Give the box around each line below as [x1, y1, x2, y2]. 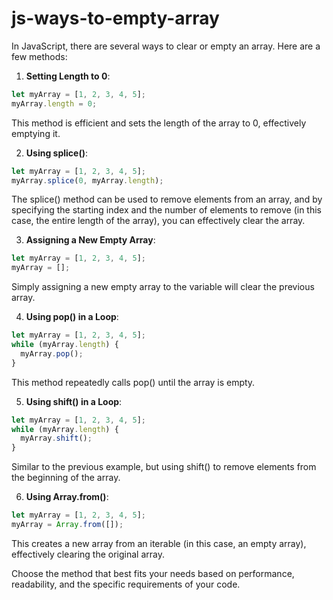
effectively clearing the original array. [11, 548, 166, 560]
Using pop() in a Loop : [25, 311, 119, 323]
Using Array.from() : [25, 491, 109, 503]
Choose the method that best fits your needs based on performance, [11, 567, 295, 579]
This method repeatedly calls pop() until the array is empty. [11, 376, 256, 388]
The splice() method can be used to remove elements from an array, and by [11, 193, 323, 206]
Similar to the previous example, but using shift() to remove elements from [11, 461, 317, 473]
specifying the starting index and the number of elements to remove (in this [11, 204, 322, 216]
